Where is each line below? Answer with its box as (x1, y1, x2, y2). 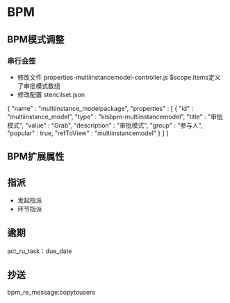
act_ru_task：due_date (7, 247, 72, 255)
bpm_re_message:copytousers (7, 288, 96, 296)
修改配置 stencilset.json (17, 90, 85, 98)
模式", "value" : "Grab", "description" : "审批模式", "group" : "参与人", (7, 121, 203, 129)
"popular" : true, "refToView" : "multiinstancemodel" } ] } (7, 129, 169, 137)
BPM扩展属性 (7, 150, 65, 163)
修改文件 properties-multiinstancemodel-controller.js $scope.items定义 (17, 73, 221, 81)
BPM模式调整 (7, 33, 65, 45)
